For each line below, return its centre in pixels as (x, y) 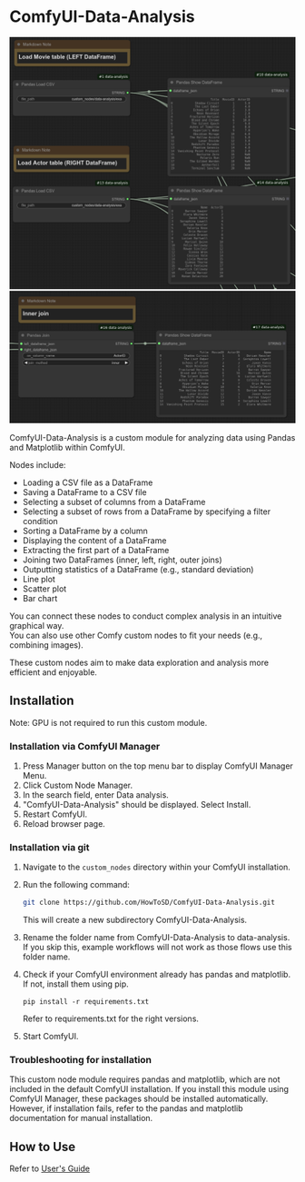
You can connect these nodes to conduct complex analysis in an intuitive (146, 616)
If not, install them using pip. (75, 984)
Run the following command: (76, 885)
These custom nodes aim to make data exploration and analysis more (139, 662)
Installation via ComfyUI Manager (85, 746)
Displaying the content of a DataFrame (94, 540)
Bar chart (40, 598)
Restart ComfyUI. (55, 814)
